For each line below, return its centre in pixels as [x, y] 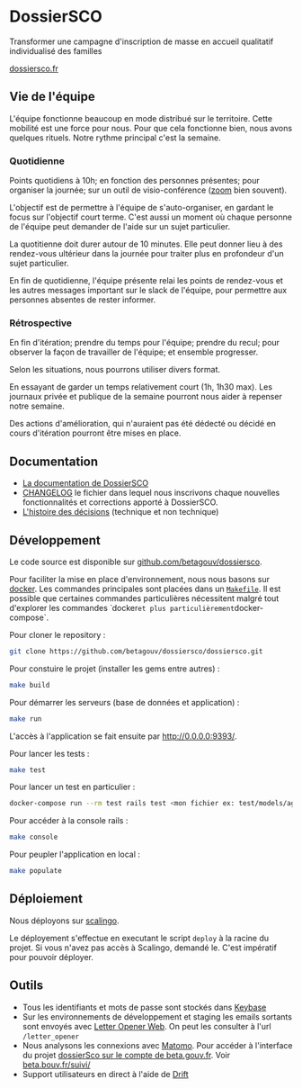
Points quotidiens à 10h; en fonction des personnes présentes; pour [134, 181]
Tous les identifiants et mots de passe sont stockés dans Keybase [144, 1007]
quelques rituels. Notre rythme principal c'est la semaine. [115, 138]
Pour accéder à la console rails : [69, 821]
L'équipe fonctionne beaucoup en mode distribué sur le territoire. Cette [141, 118]
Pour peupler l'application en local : [75, 854]
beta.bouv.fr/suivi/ [56, 1065]
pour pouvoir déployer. [52, 957]
